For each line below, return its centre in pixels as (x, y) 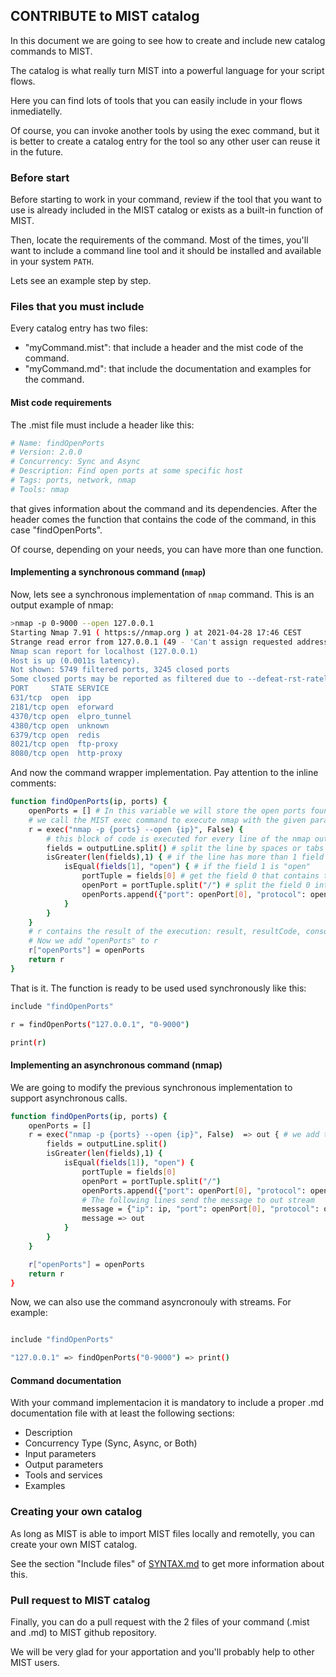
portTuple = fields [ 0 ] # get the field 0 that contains (200, 876)
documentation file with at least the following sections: (122, 1413)
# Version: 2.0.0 (46, 452)
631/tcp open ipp (51, 698)
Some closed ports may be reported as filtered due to (127, 679)
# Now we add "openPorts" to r (93, 941)
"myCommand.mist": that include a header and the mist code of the (164, 348)
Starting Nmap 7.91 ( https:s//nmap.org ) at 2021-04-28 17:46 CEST (156, 632)
